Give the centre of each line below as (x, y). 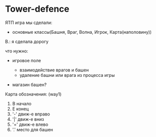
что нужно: (17, 51)
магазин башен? (29, 85)
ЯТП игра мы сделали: (29, 23)
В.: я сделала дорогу (27, 41)
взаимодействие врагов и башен (54, 70)
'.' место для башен (32, 129)
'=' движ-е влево (30, 124)
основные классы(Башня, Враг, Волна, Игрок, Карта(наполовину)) (82, 32)
